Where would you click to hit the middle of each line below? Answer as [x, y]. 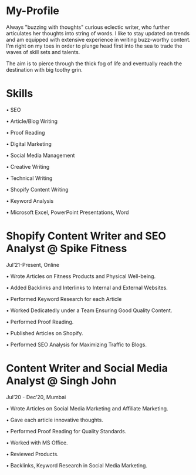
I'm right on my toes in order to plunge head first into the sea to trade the [94, 46]
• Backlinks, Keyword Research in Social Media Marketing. [77, 465]
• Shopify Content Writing [37, 189]
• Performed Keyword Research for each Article [64, 299]
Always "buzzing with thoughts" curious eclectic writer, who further [88, 27]
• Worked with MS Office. [37, 443]
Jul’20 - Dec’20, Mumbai [36, 397]
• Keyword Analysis [30, 200]
